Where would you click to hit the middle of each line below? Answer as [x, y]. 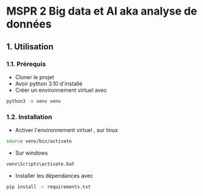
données [29, 24]
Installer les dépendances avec [54, 175]
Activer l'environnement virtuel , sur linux [67, 130]
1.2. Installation [29, 117]
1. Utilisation [30, 47]
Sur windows [31, 153]
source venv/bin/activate [39, 141]
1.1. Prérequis [26, 64]
